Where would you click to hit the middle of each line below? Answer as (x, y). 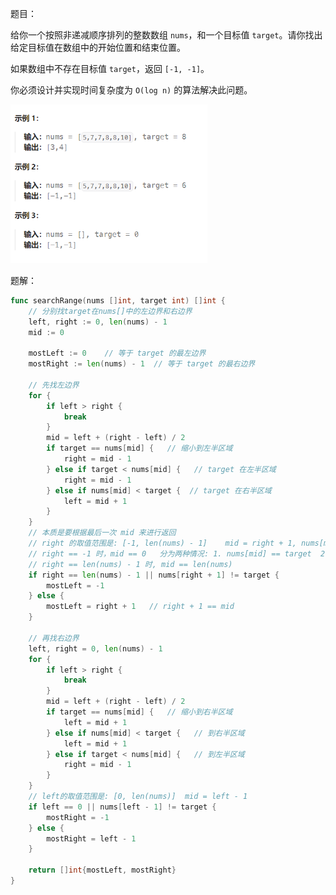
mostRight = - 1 (78, 817)
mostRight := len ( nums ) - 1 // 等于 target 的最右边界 (142, 364)
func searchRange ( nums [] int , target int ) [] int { (118, 300)
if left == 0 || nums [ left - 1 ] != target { (122, 807)
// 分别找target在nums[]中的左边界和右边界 (110, 311)
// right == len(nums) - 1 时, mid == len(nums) (130, 564)
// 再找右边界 (54, 638)
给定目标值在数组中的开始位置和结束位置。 (98, 47)
